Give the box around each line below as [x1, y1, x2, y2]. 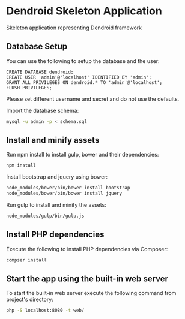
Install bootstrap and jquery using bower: [6, 173, 108, 180]
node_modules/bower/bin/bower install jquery [6, 191, 122, 197]
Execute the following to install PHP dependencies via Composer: [6, 245, 168, 252]
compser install [6, 257, 47, 263]
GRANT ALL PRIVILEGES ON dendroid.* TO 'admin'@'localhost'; [6, 79, 163, 85]
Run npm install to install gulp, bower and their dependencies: [6, 151, 159, 158]
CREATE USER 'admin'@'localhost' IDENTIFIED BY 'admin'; [6, 74, 152, 80]
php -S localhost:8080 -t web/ [6, 308, 85, 314]
